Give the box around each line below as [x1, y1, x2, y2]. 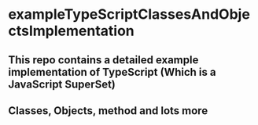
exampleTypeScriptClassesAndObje [8, 5, 250, 23]
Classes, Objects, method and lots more [8, 104, 208, 117]
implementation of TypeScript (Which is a [8, 65, 216, 79]
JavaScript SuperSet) [8, 77, 116, 91]
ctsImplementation [8, 22, 135, 40]
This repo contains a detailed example [8, 53, 199, 66]
